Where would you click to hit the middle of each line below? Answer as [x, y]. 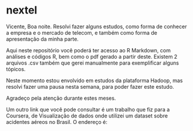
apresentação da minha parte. [43, 39]
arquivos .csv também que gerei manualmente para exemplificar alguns [92, 63]
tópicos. [16, 69]
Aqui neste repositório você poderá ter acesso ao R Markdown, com [89, 50]
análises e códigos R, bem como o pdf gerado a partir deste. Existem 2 [92, 56]
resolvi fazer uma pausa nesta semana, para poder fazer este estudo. [90, 86]
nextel [22, 10]
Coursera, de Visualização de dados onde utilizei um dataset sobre [87, 116]
